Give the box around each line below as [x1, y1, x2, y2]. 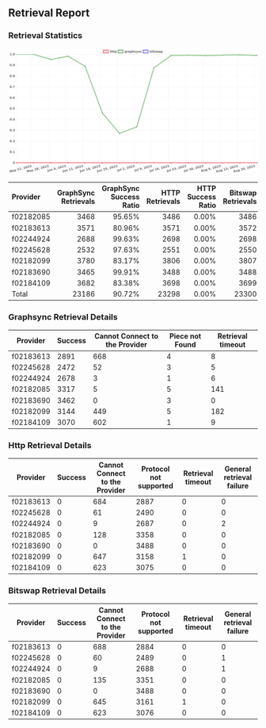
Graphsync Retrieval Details [8, 311, 118, 322]
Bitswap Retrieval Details [8, 584, 107, 596]
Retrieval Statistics [8, 30, 83, 41]
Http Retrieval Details [8, 439, 92, 450]
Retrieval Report [8, 6, 90, 20]
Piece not [169, 331, 202, 341]
